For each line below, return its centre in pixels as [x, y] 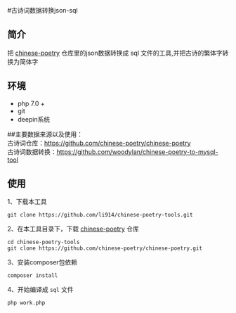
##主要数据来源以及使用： [45, 134]
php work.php [26, 303]
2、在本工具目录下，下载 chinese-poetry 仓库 [73, 229]
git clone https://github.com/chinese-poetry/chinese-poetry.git [105, 248]
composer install [33, 276]
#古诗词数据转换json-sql [43, 10]
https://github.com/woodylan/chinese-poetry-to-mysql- [138, 152]
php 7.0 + [31, 103]
